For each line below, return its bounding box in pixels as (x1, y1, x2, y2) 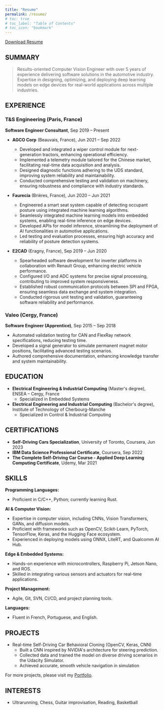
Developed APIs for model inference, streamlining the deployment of (19, 223, 158, 228)
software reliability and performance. (19, 299, 94, 305)
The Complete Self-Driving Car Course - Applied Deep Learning (12, 454, 144, 460)
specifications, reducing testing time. (12, 337, 87, 343)
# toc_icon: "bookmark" (5, 26, 54, 30)
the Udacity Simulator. (19, 657, 65, 663)
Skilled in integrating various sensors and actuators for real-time (12, 571, 142, 577)
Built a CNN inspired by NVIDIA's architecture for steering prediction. (19, 647, 159, 653)
